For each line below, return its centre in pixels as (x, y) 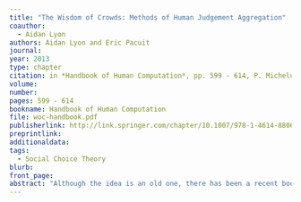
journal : (26, 51)
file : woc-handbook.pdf (54, 117)
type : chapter (36, 68)
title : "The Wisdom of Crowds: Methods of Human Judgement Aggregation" (148, 17)
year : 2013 (30, 59)
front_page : (31, 175)
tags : (19, 150)
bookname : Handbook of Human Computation (88, 109)
